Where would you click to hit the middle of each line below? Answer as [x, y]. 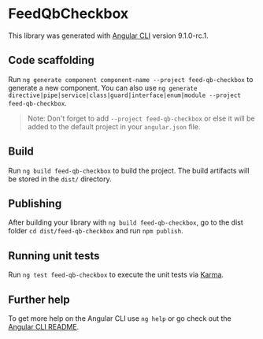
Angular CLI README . [44, 327]
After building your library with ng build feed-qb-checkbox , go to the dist [126, 222]
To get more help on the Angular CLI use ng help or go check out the [120, 319]
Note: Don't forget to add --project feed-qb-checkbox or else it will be [141, 118]
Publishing [35, 203]
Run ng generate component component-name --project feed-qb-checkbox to [131, 79]
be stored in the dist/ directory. [60, 179]
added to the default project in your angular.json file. [114, 126]
